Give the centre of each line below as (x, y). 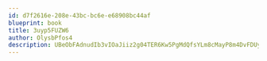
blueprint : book (35, 23)
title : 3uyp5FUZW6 (39, 30)
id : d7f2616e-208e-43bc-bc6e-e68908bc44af (79, 15)
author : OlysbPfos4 (41, 38)
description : (30, 45)
